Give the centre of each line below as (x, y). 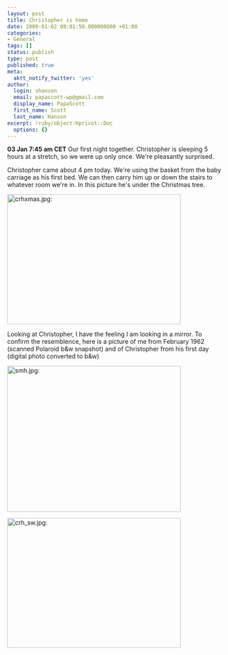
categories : (24, 33)
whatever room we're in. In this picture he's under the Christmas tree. (106, 185)
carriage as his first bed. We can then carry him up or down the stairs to (110, 177)
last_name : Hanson (40, 116)
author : (18, 85)
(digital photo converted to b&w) (53, 356)
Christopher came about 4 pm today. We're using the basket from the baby (114, 170)
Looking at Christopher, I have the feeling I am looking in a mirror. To (105, 334)
